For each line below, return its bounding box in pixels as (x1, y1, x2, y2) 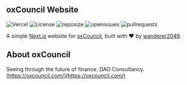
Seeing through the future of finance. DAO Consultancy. (6, 65, 145, 72)
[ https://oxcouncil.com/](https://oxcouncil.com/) (6, 72, 126, 79)
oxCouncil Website (6, 5, 79, 15)
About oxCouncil (6, 50, 71, 60)
